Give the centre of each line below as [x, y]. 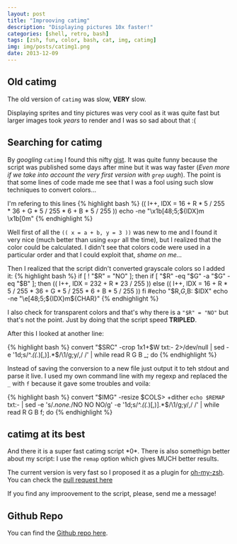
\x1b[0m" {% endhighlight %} [50, 218]
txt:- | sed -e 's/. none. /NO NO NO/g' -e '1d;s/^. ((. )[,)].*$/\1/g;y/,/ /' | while [114, 405]
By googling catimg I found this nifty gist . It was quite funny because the [112, 159]
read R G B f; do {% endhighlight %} [60, 412]
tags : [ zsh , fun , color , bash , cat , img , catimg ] [82, 40]
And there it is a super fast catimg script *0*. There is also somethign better [119, 451]
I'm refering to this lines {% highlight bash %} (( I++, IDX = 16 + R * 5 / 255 [116, 203]
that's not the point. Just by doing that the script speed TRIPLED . [102, 320]
